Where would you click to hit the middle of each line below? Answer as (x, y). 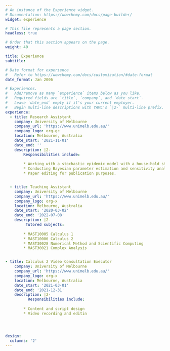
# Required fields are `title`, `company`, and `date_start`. (74, 98)
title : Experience (25, 56)
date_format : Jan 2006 (29, 80)
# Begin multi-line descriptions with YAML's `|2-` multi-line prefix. (85, 107)
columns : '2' (24, 341)
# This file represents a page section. (49, 28)
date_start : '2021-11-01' (42, 140)
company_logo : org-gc (37, 131)
